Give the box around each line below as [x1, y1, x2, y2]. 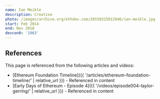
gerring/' [12, 88, 31, 94]
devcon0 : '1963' [5, 30, 39, 35]
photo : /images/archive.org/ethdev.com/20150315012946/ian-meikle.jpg [5, 16, 155, 21]
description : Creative [5, 12, 52, 17]
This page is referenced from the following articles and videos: [5, 62, 134, 68]
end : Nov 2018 [5, 26, 35, 31]
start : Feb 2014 [5, 21, 39, 26]
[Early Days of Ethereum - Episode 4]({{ [12, 82, 95, 88]
